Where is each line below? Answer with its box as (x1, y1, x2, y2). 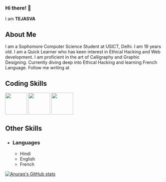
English (19, 156, 35, 162)
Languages (12, 139, 40, 146)
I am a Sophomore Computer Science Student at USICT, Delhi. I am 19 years (5, 43, 161, 49)
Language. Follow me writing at (5, 65, 70, 71)
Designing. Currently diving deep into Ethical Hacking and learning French (5, 59, 158, 65)
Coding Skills (5, 79, 47, 88)
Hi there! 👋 (5, 4, 31, 11)
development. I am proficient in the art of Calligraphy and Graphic (5, 54, 140, 60)
